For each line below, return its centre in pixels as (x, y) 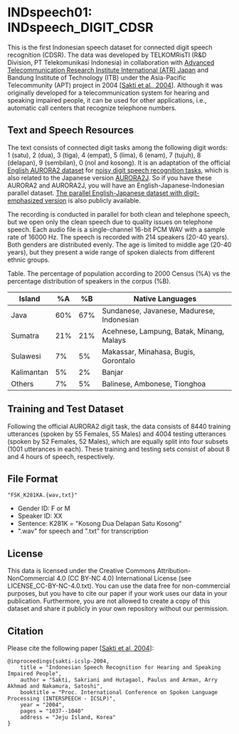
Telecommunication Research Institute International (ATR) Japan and (108, 70)
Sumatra (25, 336)
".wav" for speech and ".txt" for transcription (83, 531)
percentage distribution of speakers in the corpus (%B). (89, 281)
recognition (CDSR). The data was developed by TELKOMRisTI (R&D (107, 55)
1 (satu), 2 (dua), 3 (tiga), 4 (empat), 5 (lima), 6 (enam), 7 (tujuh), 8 (104, 155)
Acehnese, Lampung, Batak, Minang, (163, 331)
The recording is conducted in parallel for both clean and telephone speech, (119, 214)
